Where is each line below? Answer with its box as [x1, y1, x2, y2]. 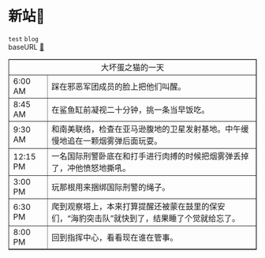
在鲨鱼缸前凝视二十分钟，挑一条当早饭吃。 [50, 104, 210, 115]
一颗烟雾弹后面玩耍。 [82, 135, 162, 146]
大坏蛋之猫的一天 [100, 62, 164, 73]
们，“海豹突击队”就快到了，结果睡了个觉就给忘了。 [50, 212, 241, 223]
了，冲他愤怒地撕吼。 [50, 163, 131, 174]
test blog [8, 35, 39, 43]
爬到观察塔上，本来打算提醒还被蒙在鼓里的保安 [50, 200, 226, 211]
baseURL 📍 [8, 42, 45, 51]
